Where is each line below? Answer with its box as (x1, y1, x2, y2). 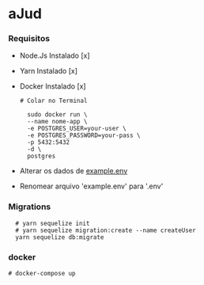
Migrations (8, 201, 51, 212)
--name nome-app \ (27, 118, 88, 126)
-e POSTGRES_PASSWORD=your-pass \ (27, 131, 141, 139)
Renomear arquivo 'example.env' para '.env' (19, 181, 164, 191)
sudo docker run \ (27, 111, 88, 119)
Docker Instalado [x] (19, 82, 86, 91)
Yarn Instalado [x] (19, 66, 77, 76)
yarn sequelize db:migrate (15, 233, 104, 241)
